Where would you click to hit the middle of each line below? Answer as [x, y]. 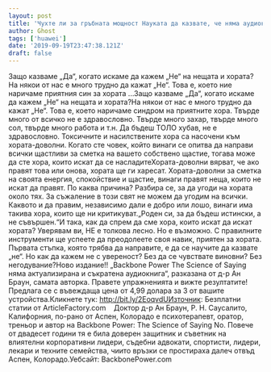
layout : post [30, 16]
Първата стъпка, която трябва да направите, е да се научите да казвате [133, 248]
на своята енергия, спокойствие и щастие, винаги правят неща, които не [135, 179]
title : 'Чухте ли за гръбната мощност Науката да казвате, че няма [124, 23]
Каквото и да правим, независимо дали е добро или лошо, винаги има [131, 205]
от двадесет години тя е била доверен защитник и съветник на [118, 333]
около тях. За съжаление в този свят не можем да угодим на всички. [128, 196]
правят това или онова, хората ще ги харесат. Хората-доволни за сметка [135, 171]
